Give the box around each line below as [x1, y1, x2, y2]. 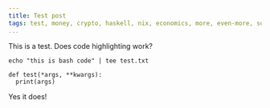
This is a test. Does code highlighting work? [8, 41, 153, 50]
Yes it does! [8, 91, 47, 101]
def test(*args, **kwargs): [8, 70, 103, 78]
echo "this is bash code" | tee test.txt [8, 57, 149, 65]
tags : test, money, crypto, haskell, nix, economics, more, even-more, [8, 19, 253, 27]
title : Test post [8, 11, 67, 20]
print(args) [15, 78, 56, 86]
